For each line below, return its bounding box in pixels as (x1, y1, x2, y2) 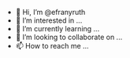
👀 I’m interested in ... (15, 16, 83, 25)
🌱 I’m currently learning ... (15, 24, 100, 33)
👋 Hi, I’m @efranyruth (15, 8, 86, 16)
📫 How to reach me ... (15, 42, 89, 50)
